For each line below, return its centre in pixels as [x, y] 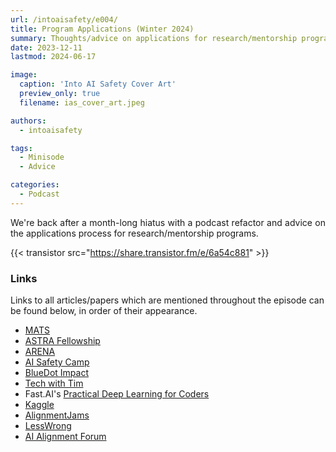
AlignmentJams [57, 415]
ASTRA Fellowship [62, 341]
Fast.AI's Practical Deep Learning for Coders [117, 394]
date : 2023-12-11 [46, 47]
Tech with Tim [54, 383]
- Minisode [42, 157]
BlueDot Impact [56, 373]
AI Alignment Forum [65, 437]
